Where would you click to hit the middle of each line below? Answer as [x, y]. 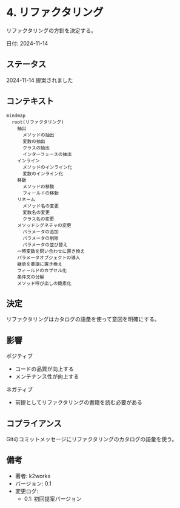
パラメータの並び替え [45, 245]
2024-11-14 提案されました [40, 80]
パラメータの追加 [40, 232]
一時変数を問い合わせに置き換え [51, 251]
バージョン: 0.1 [33, 483]
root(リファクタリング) [38, 122]
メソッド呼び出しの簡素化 [44, 283]
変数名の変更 [36, 212]
